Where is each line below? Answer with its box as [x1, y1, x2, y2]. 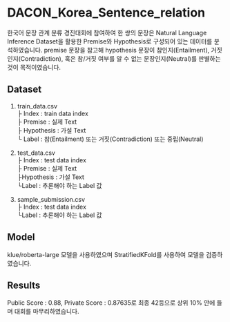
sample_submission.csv [17, 195, 85, 203]
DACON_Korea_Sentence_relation [7, 5, 206, 21]
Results [7, 279, 41, 291]
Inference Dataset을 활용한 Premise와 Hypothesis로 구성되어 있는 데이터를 [7, 37, 213, 46]
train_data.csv [17, 102, 57, 110]
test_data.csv [17, 149, 55, 157]
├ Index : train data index [17, 109, 88, 117]
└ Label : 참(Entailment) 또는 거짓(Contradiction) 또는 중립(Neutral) [17, 135, 204, 143]
